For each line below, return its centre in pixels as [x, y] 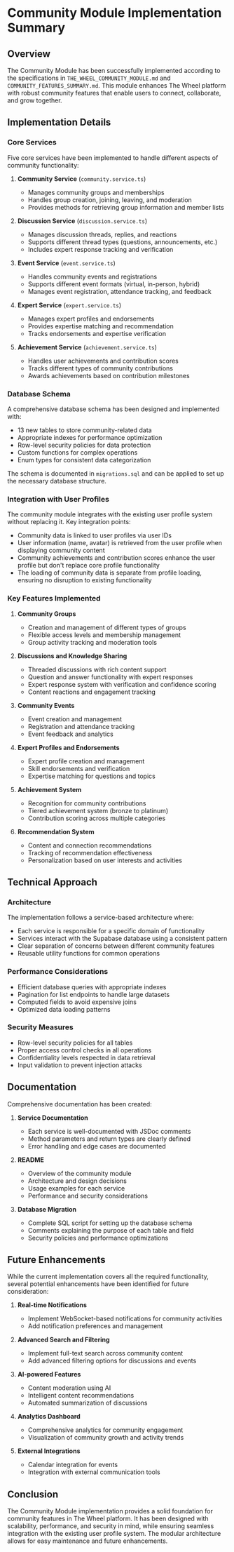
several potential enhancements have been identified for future [98, 1284]
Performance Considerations [58, 972]
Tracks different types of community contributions [101, 368]
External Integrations [49, 1451]
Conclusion [33, 1494]
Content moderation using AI [69, 1388]
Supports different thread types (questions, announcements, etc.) [123, 242]
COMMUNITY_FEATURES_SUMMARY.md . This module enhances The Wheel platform [117, 85]
